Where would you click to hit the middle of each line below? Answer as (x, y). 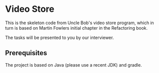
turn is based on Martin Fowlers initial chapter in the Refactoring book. (76, 28)
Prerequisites (26, 53)
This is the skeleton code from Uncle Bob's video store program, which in (79, 23)
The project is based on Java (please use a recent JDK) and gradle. (74, 65)
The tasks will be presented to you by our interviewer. (60, 37)
